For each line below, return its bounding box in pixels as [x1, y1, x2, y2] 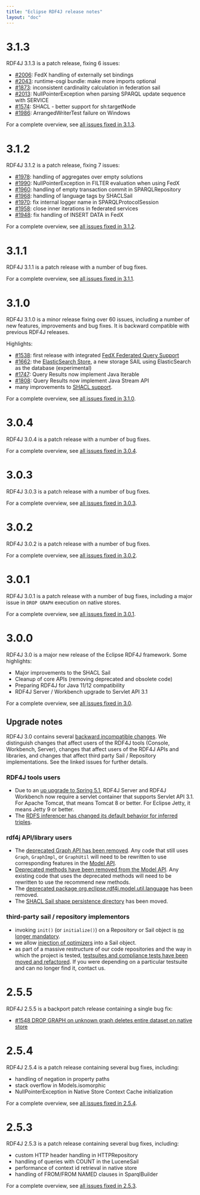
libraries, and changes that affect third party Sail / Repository [6, 752, 156, 759]
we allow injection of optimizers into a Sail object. [14, 939, 137, 946]
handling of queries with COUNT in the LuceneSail [14, 1158, 139, 1165]
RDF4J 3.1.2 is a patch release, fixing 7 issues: [6, 162, 121, 169]
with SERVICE [14, 97, 49, 104]
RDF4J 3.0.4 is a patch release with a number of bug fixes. [6, 436, 151, 443]
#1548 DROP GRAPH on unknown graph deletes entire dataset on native [14, 1016, 193, 1024]
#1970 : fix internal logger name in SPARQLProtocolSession [14, 198, 159, 206]
